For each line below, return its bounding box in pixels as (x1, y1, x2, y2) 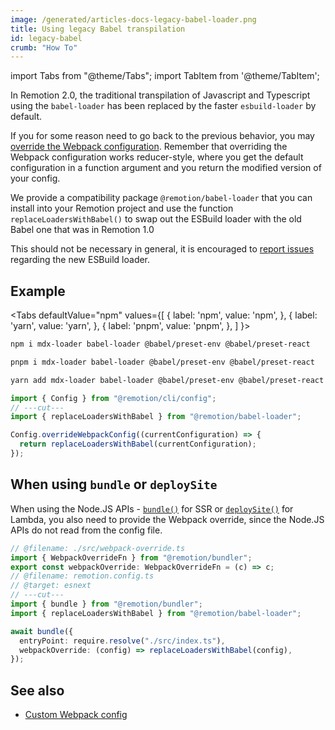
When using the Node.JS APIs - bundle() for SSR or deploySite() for (10, 502, 294, 515)
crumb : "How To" (10, 42, 78, 53)
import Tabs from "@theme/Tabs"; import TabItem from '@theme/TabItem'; (10, 70, 320, 82)
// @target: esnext (10, 581, 92, 591)
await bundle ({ (10, 626, 74, 636)
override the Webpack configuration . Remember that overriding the (10, 141, 288, 153)
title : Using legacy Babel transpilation (10, 24, 186, 34)
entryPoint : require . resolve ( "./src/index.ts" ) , (19, 636, 226, 646)
